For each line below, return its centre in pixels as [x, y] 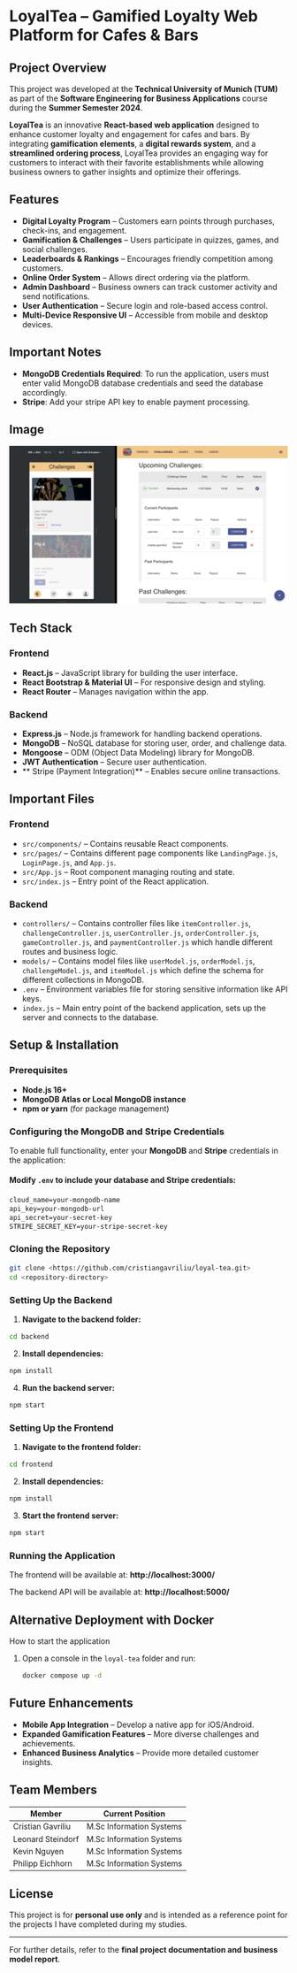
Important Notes [55, 353]
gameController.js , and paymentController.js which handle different [147, 942]
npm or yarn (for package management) [95, 1109]
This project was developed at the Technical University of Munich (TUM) [144, 89]
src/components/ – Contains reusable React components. [125, 843]
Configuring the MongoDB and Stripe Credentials [117, 1132]
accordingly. [45, 392]
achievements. [49, 1743]
